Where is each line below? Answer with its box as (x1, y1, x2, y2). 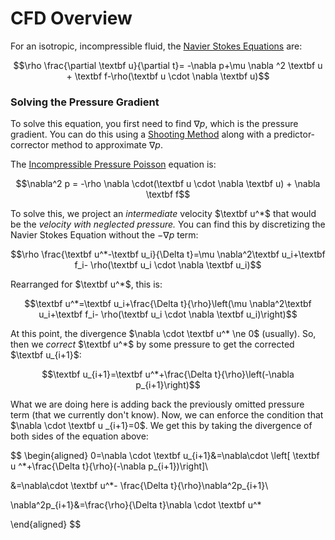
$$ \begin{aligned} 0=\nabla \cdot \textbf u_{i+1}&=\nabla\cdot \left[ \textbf (10, 450, 320, 462)
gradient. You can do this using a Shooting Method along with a (10, 128, 272, 141)
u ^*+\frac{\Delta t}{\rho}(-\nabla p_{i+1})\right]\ (10, 460, 209, 472)
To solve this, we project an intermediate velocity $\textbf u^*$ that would (10, 208, 317, 220)
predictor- (273, 128, 316, 141)
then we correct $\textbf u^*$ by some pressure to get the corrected (10, 338, 295, 351)
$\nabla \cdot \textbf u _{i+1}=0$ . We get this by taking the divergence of (10, 420, 313, 432)
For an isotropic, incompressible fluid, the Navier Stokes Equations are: (10, 40, 303, 52)
